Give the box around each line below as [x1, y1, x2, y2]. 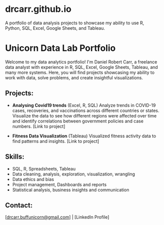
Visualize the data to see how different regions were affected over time [12, 112, 157, 118]
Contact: [5, 201, 33, 209]
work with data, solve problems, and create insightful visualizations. [5, 74, 143, 80]
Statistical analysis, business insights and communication [12, 187, 129, 193]
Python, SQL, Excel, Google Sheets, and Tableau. [5, 25, 105, 31]
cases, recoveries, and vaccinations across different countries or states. [12, 108, 160, 113]
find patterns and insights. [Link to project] [12, 138, 100, 144]
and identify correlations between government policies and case [12, 118, 144, 124]
